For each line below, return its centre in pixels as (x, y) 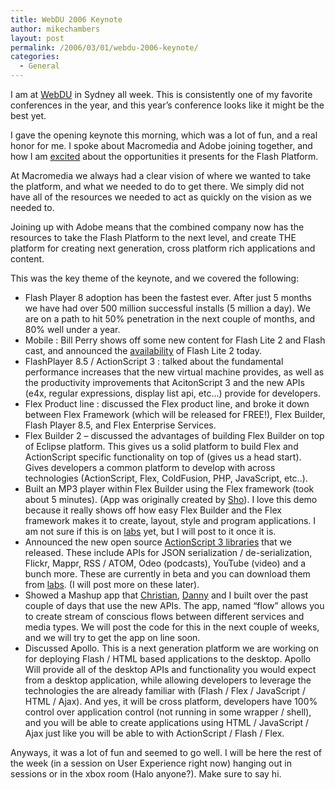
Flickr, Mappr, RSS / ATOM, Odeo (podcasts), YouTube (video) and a (165, 563)
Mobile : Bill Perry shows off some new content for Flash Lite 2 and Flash (175, 340)
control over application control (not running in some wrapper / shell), (168, 712)
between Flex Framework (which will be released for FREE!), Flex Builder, (175, 414)
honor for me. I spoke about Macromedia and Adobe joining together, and (161, 145)
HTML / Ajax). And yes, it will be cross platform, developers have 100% (171, 701)
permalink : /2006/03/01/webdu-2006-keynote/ (104, 47)
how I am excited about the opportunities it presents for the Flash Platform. (164, 156)
